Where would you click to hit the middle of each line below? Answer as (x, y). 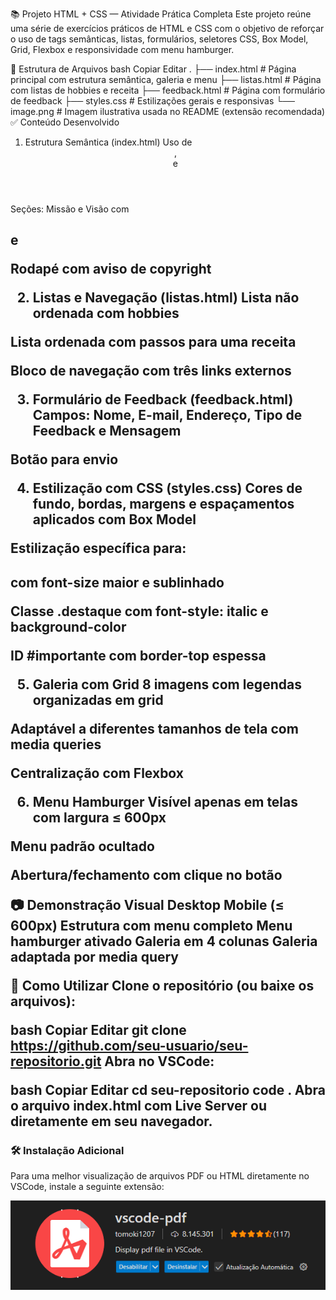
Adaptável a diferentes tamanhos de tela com (154, 728)
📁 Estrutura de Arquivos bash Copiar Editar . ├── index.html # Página (153, 69)
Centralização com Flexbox (97, 773)
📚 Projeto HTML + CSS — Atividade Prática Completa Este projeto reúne (161, 14)
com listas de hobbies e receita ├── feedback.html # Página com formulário (168, 90)
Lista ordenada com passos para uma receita (153, 342)
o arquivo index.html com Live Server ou (139, 1105)
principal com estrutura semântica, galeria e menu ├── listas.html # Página (166, 79)
